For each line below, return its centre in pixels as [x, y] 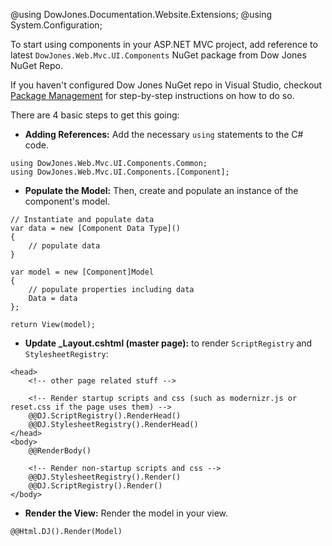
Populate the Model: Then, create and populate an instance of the [161, 190]
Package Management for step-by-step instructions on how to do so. [152, 95]
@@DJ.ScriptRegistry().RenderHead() [105, 416]
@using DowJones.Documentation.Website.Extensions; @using [141, 14]
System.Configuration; [56, 25]
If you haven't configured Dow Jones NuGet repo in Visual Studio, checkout [166, 85]
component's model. [67, 201]
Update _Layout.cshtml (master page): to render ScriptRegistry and [168, 343]
